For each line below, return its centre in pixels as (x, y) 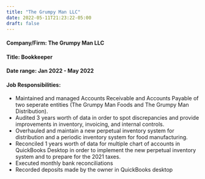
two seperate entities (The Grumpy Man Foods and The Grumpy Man (102, 105)
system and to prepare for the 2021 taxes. (68, 157)
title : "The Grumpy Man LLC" (43, 12)
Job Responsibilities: (34, 85)
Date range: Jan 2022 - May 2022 (50, 71)
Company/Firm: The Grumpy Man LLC (55, 43)
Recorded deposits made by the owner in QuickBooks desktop (94, 170)
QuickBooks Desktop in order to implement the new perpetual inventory (106, 150)
